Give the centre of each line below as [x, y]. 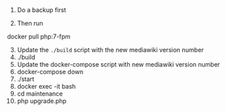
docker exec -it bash [46, 86]
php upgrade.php [42, 101]
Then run [30, 23]
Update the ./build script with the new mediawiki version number [110, 50]
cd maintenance [40, 93]
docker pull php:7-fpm [39, 36]
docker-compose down [50, 72]
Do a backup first [42, 10]
